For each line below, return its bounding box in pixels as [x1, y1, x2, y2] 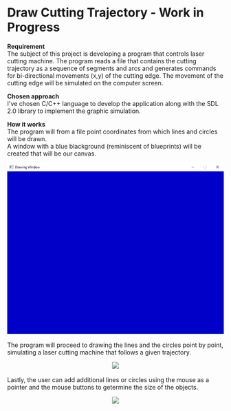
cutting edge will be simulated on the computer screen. [7, 78, 164, 87]
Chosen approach [7, 92, 60, 101]
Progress [7, 19, 60, 35]
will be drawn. [7, 134, 47, 143]
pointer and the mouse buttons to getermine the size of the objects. [7, 383, 199, 392]
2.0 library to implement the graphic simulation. [7, 107, 141, 115]
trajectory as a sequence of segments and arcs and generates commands [7, 64, 217, 72]
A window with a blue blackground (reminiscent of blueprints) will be [7, 142, 201, 150]
